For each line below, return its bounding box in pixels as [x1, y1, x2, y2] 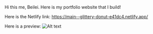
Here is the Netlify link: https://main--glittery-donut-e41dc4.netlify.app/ [4, 14, 148, 19]
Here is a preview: [4, 23, 41, 29]
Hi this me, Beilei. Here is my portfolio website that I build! [4, 4, 121, 10]
